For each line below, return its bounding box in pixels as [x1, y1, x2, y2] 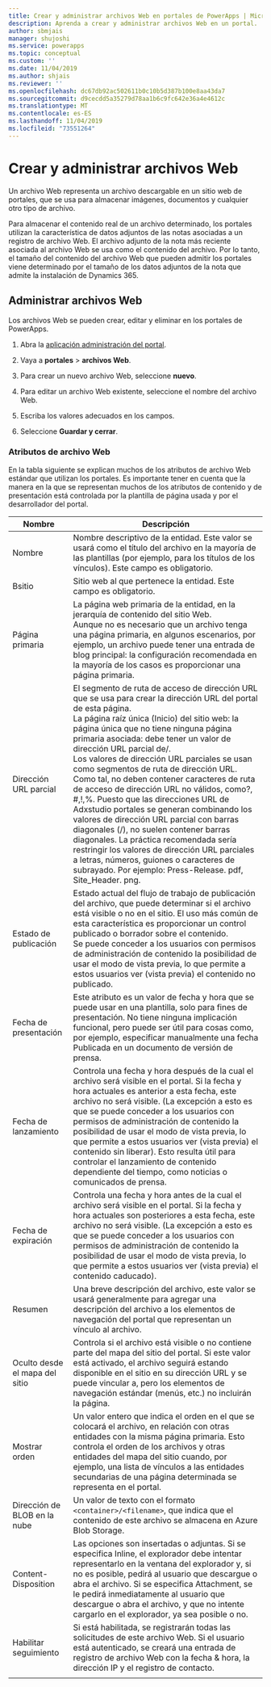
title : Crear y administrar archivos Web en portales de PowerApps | [8, 11, 248, 20]
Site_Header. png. [73, 874, 141, 886]
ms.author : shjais [8, 72, 70, 80]
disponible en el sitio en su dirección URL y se [73, 1367, 248, 1378]
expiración [12, 1235, 52, 1246]
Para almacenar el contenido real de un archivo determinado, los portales [8, 219, 252, 229]
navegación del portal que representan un [73, 1314, 232, 1325]
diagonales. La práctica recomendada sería [73, 834, 237, 845]
